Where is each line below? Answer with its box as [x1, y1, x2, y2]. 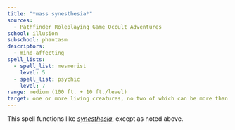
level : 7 [20, 82, 46, 89]
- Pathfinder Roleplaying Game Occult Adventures [13, 23, 162, 30]
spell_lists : [7, 56, 46, 63]
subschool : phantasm [7, 37, 68, 44]
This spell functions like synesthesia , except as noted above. [7, 115, 184, 123]
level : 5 [20, 69, 46, 76]
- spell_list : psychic [13, 75, 80, 83]
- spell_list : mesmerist [13, 63, 87, 70]
